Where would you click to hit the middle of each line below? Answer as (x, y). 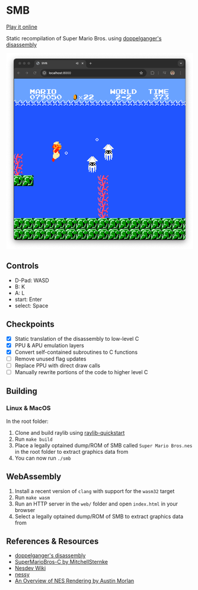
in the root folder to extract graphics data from (71, 451)
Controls (23, 266)
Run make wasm (32, 497)
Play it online (22, 27)
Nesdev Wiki (30, 568)
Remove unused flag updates (50, 359)
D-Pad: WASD (32, 280)
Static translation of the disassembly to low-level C (77, 338)
